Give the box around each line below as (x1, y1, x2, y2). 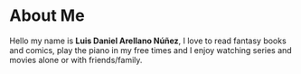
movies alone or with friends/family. (9, 54, 143, 65)
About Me (9, 5, 85, 26)
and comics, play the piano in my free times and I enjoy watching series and (9, 44, 292, 55)
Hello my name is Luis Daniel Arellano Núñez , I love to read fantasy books (9, 35, 287, 46)
